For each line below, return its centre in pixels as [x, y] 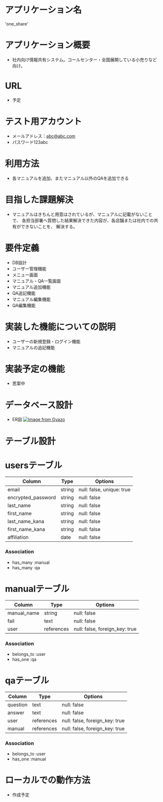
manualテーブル [37, 589]
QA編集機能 [24, 305]
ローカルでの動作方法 [48, 780]
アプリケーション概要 [48, 45]
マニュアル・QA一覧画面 [36, 281]
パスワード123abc [30, 142]
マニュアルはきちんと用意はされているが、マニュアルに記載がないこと [82, 214]
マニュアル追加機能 [31, 287]
